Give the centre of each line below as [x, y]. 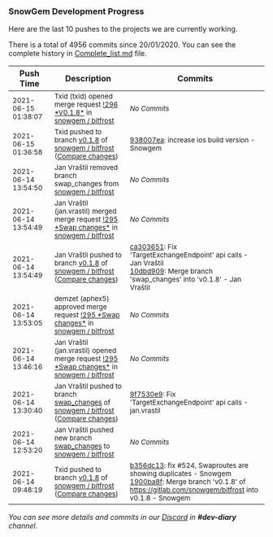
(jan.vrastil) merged [85, 212]
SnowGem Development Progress [76, 11]
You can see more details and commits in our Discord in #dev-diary [123, 517]
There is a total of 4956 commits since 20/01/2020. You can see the [122, 45]
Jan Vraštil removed [86, 168]
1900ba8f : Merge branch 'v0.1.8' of [188, 482]
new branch [73, 438]
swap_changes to [82, 446]
